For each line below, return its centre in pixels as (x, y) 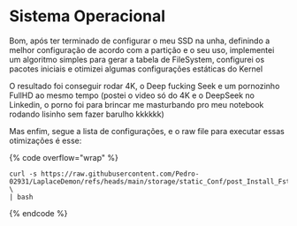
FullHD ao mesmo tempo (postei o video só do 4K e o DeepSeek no (132, 95)
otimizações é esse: (46, 140)
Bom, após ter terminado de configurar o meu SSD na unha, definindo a (140, 41)
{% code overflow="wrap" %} (64, 157)
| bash (21, 197)
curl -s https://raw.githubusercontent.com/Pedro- (104, 174)
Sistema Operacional (88, 16)
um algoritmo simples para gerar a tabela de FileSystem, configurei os (137, 59)
